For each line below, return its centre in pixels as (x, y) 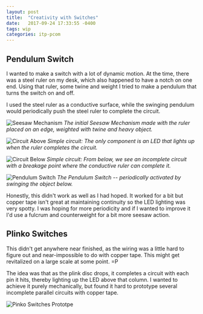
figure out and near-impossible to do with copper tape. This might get (93, 255)
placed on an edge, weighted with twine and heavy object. (79, 129)
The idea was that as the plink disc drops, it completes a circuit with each (98, 273)
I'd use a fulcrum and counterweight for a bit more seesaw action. (88, 215)
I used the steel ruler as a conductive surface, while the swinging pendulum (100, 104)
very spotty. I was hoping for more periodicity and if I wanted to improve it (98, 208)
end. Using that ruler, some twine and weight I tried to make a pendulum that (101, 86)
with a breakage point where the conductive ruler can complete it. (89, 165)
